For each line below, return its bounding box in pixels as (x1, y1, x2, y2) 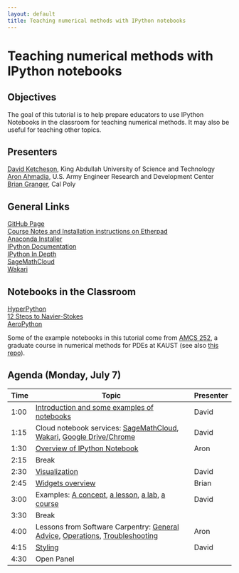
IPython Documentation (7, 242, 77, 251)
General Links (7, 200, 70, 212)
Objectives (7, 91, 57, 103)
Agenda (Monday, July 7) (7, 369, 122, 381)
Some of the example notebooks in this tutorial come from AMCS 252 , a (7, 333, 218, 342)
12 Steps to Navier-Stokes (7, 311, 83, 321)
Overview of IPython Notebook (35, 443, 139, 453)
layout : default (7, 10, 55, 18)
